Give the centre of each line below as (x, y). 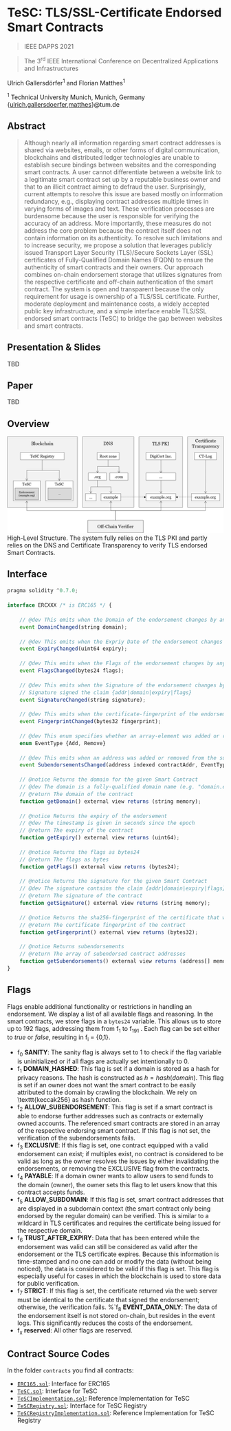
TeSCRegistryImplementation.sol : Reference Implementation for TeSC (115, 1412)
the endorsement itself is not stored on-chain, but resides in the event (116, 1316)
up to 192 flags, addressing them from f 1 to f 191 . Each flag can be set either (113, 1029)
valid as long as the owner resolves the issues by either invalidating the (118, 1161)
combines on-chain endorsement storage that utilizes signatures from (123, 274)
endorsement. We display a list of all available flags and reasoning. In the (110, 1014)
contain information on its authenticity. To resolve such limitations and (123, 238)
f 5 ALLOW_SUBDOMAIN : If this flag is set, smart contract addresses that (120, 1200)
